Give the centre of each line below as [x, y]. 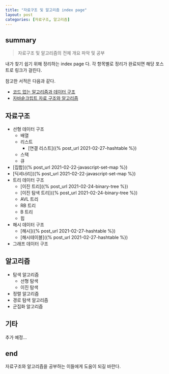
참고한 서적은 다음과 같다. [31, 81]
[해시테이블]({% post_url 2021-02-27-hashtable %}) [74, 237]
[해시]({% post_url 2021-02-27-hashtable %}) [68, 231]
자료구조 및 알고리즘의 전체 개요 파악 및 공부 [61, 53]
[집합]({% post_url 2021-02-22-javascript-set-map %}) [70, 167]
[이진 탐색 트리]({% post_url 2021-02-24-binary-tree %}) [79, 193]
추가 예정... [16, 337]
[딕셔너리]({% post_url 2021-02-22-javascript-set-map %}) [74, 173]
